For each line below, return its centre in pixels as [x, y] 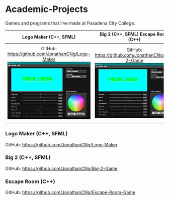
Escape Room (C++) [30, 181]
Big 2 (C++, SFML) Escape [128, 34]
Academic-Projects [47, 9]
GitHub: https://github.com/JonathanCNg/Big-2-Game [61, 168]
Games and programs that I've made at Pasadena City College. [70, 23]
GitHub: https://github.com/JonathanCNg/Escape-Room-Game [70, 192]
